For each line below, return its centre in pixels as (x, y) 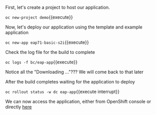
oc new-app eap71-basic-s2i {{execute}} (47, 42)
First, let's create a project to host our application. (58, 7)
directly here (19, 107)
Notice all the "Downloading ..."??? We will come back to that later (74, 72)
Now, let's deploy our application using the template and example (74, 27)
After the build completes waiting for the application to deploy (70, 82)
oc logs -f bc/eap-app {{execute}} (42, 62)
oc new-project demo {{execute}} (39, 17)
